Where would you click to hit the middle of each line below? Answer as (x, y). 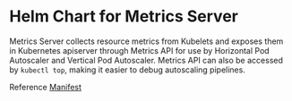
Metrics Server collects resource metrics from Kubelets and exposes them (146, 41)
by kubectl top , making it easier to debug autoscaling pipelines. (128, 70)
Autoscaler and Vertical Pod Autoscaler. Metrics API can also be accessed (146, 60)
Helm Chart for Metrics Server (124, 17)
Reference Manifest (46, 87)
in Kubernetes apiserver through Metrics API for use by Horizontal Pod (140, 50)
